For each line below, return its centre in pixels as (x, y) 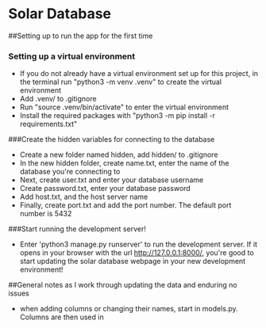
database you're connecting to (70, 172)
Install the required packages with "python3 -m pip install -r (118, 116)
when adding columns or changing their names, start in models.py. (129, 309)
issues (19, 293)
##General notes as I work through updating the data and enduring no (123, 285)
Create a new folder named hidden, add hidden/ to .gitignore (119, 154)
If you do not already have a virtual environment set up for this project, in (139, 74)
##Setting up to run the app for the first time (81, 36)
